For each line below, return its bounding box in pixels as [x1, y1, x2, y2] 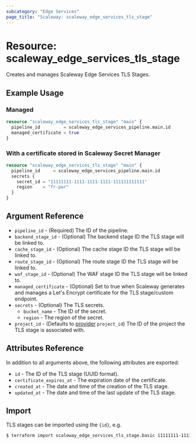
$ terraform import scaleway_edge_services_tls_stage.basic [6, 433, 156, 439]
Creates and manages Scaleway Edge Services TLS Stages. [6, 71, 150, 78]
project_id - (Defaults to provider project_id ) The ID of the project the [14, 320, 185, 327]
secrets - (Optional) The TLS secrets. [14, 301, 105, 308]
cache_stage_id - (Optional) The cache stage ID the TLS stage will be [14, 245, 181, 252]
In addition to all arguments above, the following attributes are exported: [6, 358, 180, 366]
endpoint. [14, 295, 38, 302]
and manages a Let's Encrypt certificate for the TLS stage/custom [14, 289, 174, 296]
